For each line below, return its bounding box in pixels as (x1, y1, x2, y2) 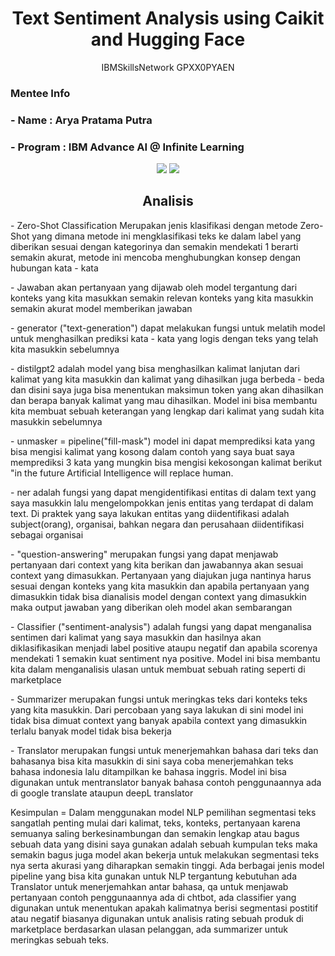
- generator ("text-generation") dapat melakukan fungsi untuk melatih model (10, 322, 326, 334)
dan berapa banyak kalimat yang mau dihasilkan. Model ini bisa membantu (10, 394, 318, 406)
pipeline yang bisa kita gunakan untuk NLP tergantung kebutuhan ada (10, 870, 298, 882)
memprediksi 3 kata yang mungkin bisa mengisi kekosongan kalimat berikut (10, 456, 323, 468)
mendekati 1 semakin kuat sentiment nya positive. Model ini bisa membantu (10, 652, 321, 664)
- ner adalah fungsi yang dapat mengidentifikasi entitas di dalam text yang (10, 486, 317, 498)
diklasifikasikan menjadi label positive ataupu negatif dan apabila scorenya (10, 642, 318, 654)
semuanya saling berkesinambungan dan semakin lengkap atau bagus (10, 827, 300, 839)
